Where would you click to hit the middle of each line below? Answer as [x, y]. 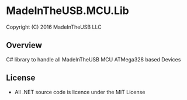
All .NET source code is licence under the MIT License [80, 92]
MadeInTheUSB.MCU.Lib [68, 11]
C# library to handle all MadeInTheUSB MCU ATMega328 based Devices [93, 59]
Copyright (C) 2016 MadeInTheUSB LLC [54, 27]
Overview [24, 45]
